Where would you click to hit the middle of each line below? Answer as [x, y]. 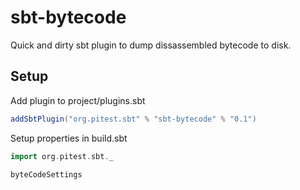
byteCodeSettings [46, 174]
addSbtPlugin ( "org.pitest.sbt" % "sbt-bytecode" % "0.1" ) [133, 119]
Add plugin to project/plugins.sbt [78, 100]
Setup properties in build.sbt [69, 138]
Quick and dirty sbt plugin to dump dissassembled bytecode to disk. [151, 45]
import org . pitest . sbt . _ [62, 156]
